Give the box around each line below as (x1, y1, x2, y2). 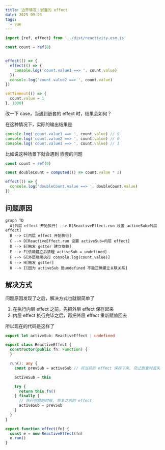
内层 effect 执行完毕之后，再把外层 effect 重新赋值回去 (12, 312, 127, 318)
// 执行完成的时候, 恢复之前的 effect (18, 398, 92, 403)
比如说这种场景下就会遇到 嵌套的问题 (5, 151, 82, 157)
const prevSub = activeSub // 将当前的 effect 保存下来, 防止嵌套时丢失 (14, 366, 160, 371)
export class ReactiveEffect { (5, 342, 72, 347)
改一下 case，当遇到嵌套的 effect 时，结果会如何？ (5, 110, 112, 116)
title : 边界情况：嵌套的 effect (5, 7, 68, 13)
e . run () (10, 436, 26, 441)
